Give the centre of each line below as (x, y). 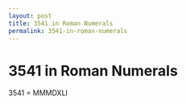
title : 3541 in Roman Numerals (61, 23)
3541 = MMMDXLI (38, 93)
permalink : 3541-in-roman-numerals (68, 31)
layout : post (30, 16)
